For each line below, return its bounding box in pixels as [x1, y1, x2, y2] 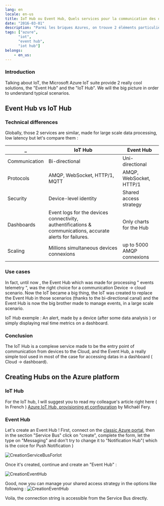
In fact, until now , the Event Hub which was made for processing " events [5, 279, 154, 285]
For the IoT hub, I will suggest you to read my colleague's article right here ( [5, 399, 157, 405]
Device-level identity [48, 195, 97, 202]
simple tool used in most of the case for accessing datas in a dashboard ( [5, 353, 153, 359]
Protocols [7, 175, 30, 182]
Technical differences [5, 119, 58, 125]
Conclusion [5, 332, 33, 339]
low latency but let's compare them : [5, 135, 79, 141]
